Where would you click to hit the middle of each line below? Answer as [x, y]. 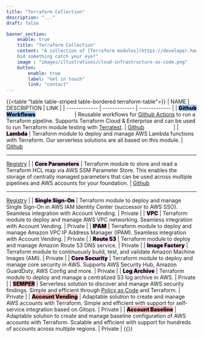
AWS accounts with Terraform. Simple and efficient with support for [91, 303]
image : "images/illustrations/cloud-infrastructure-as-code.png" [102, 62]
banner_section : [27, 34]
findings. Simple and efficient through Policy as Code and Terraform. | [93, 290]
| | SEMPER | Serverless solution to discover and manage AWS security [95, 284]
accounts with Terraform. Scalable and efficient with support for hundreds [99, 322]
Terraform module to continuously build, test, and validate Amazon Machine [101, 252]
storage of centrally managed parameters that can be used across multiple [99, 177]
